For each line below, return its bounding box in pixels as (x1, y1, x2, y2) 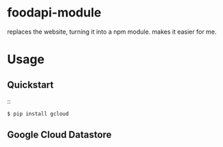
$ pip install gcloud (7, 110, 69, 117)
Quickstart (7, 79, 54, 91)
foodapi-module (7, 5, 102, 21)
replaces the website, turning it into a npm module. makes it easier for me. (7, 27, 217, 36)
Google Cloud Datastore (7, 129, 112, 141)
